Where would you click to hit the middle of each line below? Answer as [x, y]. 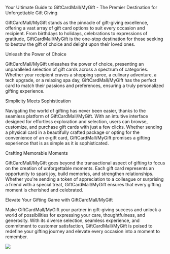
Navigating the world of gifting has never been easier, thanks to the [76, 111]
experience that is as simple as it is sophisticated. [57, 143]
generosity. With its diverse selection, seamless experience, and [73, 220]
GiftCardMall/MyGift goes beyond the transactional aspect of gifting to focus [85, 163]
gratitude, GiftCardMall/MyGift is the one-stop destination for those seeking [84, 39]
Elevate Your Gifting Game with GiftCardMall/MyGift [59, 200]
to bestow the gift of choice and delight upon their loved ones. [70, 44]
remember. [17, 237]
